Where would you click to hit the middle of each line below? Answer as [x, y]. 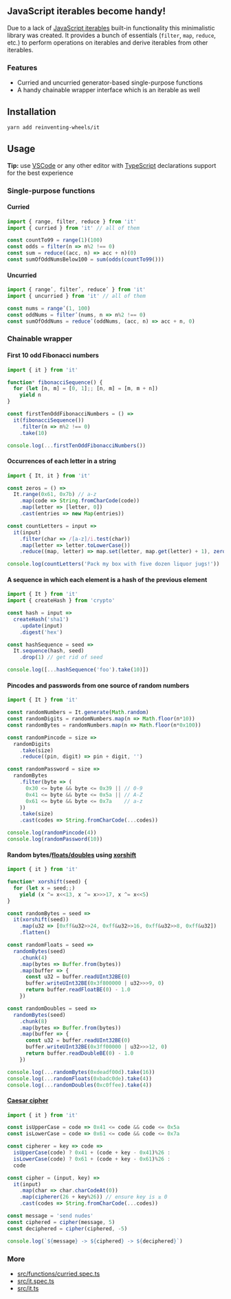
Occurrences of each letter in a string [62, 461]
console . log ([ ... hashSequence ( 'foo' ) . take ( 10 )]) [78, 670]
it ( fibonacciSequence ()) [49, 420]
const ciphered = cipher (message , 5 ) [61, 1222]
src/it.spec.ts [36, 1281]
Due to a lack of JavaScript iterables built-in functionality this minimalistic [111, 28]
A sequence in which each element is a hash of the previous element [107, 579]
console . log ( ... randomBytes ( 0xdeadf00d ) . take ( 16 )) [81, 1072]
